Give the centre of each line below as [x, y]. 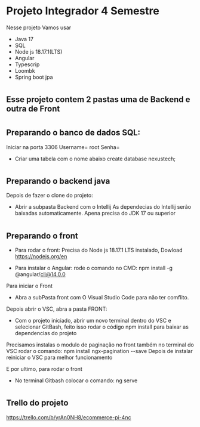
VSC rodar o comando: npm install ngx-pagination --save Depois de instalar [99, 351]
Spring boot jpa [34, 77]
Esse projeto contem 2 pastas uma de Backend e [98, 100]
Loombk [25, 70]
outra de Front [33, 109]
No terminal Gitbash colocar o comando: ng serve [76, 380]
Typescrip [27, 64]
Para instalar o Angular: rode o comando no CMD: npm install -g [94, 268]
